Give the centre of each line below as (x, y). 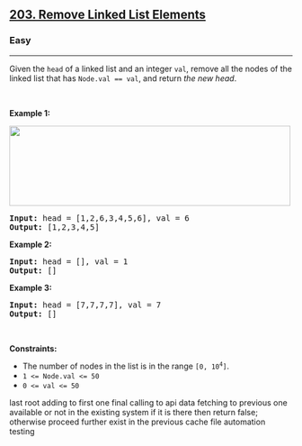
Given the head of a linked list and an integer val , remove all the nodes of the (151, 68)
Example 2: (31, 244)
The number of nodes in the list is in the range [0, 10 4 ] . (125, 366)
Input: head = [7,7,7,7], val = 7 (85, 305)
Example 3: (31, 287)
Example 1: (30, 113)
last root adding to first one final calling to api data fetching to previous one (148, 402)
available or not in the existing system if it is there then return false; (134, 412)
